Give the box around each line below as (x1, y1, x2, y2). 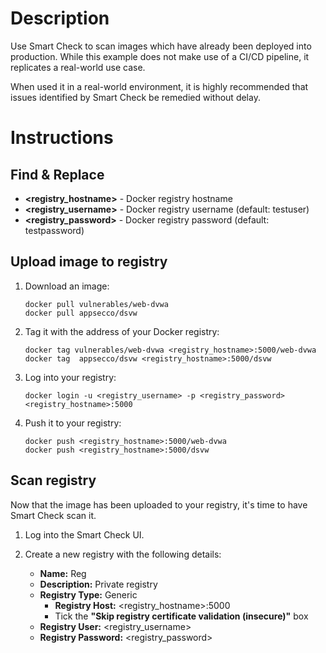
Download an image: (24, 280, 110, 292)
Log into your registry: (24, 371, 117, 383)
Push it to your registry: (24, 417, 122, 429)
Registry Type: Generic (39, 588, 138, 601)
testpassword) (24, 224, 85, 236)
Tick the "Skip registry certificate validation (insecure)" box (54, 610, 309, 622)
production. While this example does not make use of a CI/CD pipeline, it (10, 50, 310, 62)
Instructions (10, 127, 114, 149)
